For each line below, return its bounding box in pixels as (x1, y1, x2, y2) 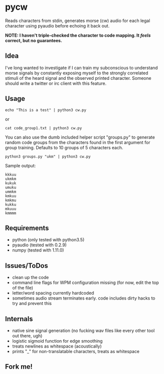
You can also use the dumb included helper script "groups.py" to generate (5, 134, 155, 140)
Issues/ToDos (5, 261, 48, 270)
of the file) (12, 285, 33, 291)
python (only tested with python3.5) (12, 237, 85, 243)
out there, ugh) (12, 333, 43, 339)
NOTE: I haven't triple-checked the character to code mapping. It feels (5, 32, 151, 38)
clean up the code (12, 275, 49, 280)
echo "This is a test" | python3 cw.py (5, 107, 87, 113)
